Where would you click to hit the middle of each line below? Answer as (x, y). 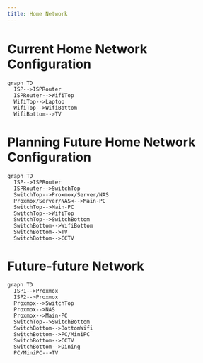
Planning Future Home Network (101, 142)
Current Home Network (77, 49)
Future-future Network (76, 266)
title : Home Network (38, 14)
